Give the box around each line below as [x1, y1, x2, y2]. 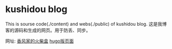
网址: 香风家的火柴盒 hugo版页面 [5, 38, 74, 44]
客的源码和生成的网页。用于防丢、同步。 [5, 27, 91, 33]
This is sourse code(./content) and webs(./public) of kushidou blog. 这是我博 [5, 21, 167, 27]
